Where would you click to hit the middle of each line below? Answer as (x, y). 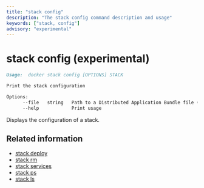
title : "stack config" (35, 12)
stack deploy (31, 153)
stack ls (25, 179)
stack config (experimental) (78, 59)
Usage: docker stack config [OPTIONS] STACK (65, 75)
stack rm (26, 160)
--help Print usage (62, 108)
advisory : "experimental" (39, 29)
